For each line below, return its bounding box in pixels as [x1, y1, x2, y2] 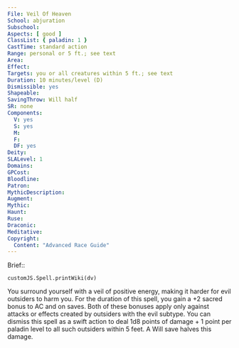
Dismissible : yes [7, 83, 59, 90]
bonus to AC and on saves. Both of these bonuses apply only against [7, 303, 210, 311]
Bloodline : [7, 175, 40, 183]
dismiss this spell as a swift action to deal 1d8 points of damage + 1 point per [7, 317, 232, 326]
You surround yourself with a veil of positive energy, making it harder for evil [7, 287, 231, 295]
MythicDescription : [7, 189, 65, 196]
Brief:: [7, 261, 26, 270]
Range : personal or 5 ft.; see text [7, 50, 116, 58]
